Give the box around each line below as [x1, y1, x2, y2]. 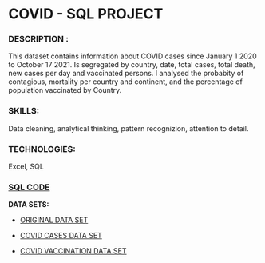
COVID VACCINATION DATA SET [19, 246, 127, 256]
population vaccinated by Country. [8, 86, 122, 95]
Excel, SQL [8, 161, 44, 172]
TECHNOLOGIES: [8, 143, 76, 154]
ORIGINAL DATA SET [19, 215, 89, 225]
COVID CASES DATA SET [19, 231, 102, 241]
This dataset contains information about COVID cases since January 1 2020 [8, 51, 257, 61]
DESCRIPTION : [8, 34, 69, 45]
